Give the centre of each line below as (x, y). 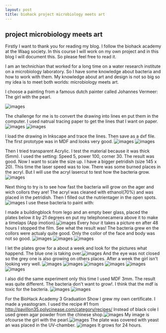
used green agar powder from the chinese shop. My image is (77, 315)
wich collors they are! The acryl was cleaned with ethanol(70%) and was (79, 192)
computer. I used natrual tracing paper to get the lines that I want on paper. (82, 121)
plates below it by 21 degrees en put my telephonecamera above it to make (82, 218)
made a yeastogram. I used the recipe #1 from (52, 304)
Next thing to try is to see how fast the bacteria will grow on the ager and (80, 187)
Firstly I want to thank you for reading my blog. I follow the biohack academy (83, 46)
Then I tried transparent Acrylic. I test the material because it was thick (78, 151)
